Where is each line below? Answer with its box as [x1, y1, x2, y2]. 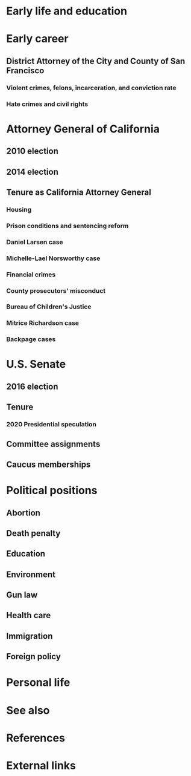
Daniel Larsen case [6, 238, 63, 246]
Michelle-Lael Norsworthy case [6, 254, 101, 262]
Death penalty [6, 528, 61, 538]
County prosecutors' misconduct [6, 286, 106, 295]
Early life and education [6, 4, 128, 18]
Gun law [6, 590, 38, 600]
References [6, 731, 65, 745]
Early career [6, 32, 69, 46]
